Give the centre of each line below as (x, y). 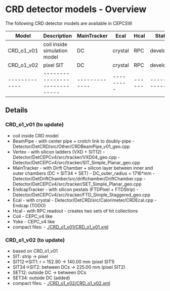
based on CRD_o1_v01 (35, 251)
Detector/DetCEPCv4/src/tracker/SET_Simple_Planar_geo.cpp (77, 184)
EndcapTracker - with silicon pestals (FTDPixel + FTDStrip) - (75, 189)
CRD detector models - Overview (76, 9)
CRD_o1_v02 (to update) (35, 240)
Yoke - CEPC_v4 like (34, 221)
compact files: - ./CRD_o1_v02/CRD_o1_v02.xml (61, 283)
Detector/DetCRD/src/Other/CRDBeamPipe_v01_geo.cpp (71, 146)
